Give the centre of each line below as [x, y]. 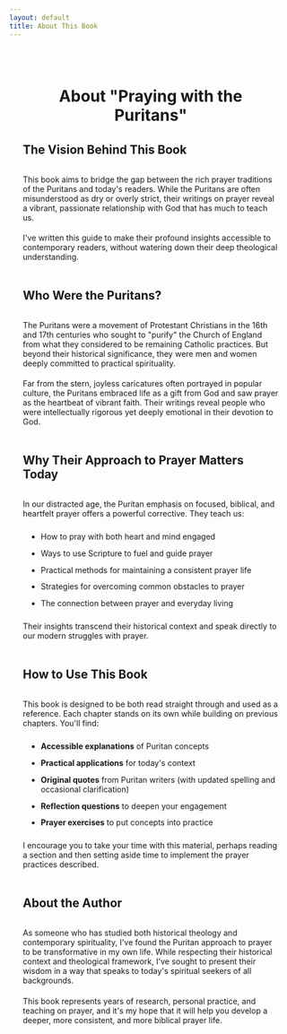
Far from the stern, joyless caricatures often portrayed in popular [143, 384]
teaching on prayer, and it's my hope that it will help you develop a [145, 1011]
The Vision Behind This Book [105, 149]
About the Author [73, 904]
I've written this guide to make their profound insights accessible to [147, 238]
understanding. [51, 256]
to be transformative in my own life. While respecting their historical [148, 952]
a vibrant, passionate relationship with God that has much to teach [145, 208]
